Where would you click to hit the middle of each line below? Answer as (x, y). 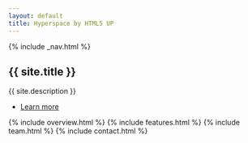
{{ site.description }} (43, 91)
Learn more (39, 107)
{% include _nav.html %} (49, 46)
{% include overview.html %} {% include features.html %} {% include (124, 123)
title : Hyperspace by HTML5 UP (61, 23)
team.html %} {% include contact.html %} (78, 131)
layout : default (36, 16)
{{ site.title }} (43, 71)
